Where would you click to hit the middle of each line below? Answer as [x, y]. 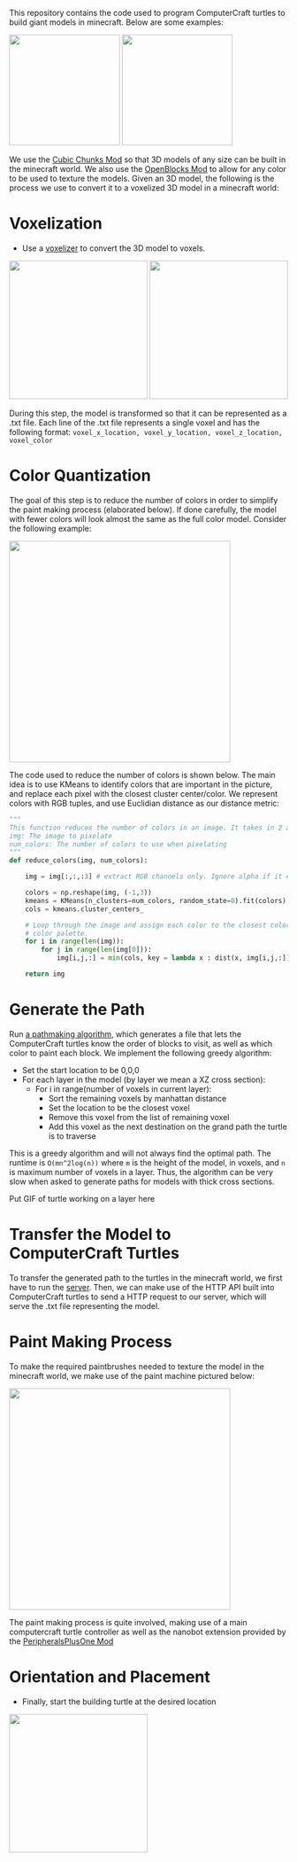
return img [45, 974]
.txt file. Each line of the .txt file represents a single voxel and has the [135, 422]
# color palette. [57, 933]
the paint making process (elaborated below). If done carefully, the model [143, 510]
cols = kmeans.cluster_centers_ [84, 909]
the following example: [50, 528]
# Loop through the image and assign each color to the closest [146, 925]
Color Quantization [80, 475]
